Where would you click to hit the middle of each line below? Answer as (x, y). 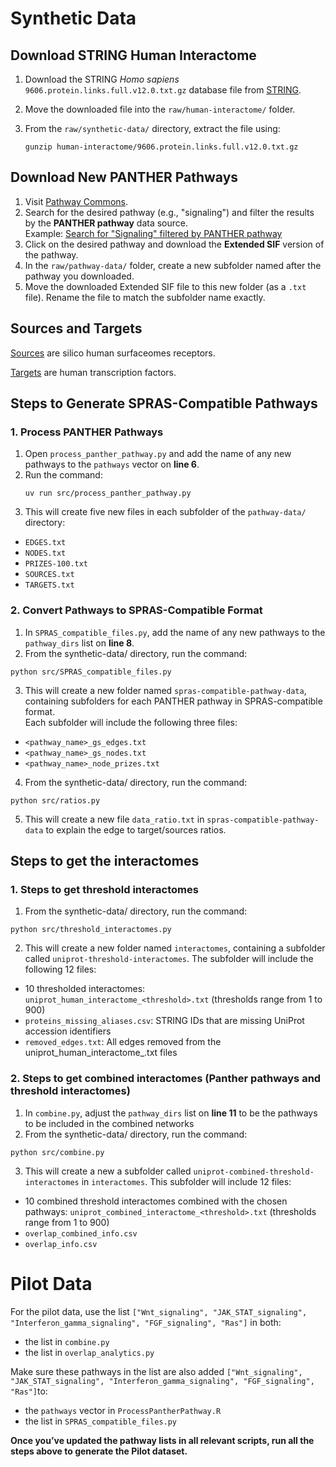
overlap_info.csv (61, 1244)
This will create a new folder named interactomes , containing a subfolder (175, 948)
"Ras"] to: (29, 1391)
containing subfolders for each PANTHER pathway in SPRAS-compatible (173, 701)
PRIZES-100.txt (56, 564)
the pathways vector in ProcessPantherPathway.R (123, 1410)
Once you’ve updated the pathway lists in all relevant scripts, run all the (162, 1440)
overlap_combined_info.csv (81, 1233)
